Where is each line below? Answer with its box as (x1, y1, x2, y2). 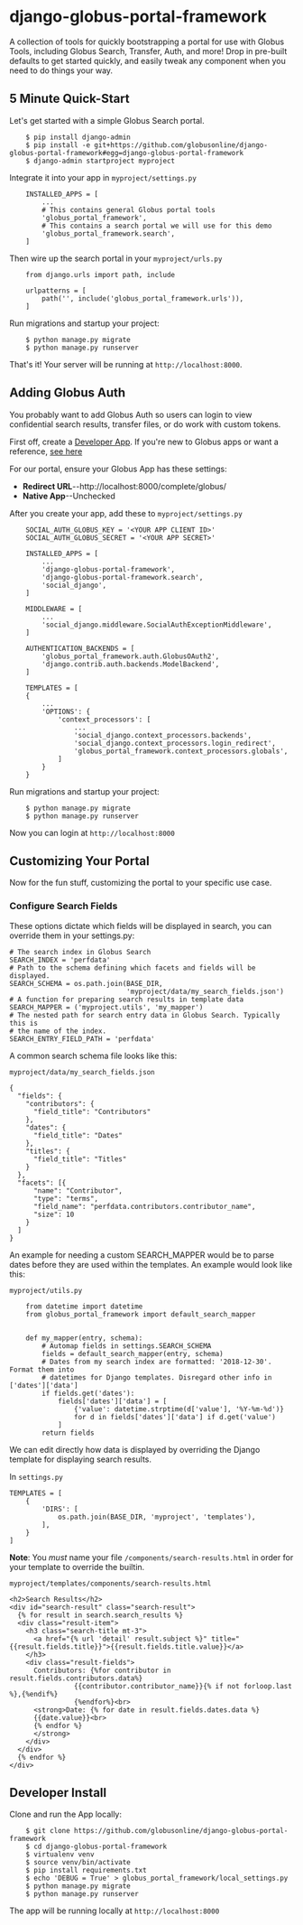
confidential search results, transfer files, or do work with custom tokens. (9, 418, 281, 430)
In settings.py (9, 1471, 63, 1482)
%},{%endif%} (9, 1689, 59, 1698)
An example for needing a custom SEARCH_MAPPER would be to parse (9, 1249, 275, 1260)
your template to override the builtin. (9, 1561, 145, 1572)
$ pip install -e (25, 140, 91, 150)
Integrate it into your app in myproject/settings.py (9, 172, 197, 182)
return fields (41, 1428, 95, 1437)
